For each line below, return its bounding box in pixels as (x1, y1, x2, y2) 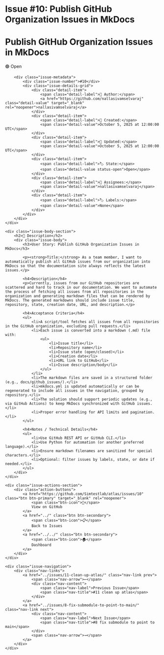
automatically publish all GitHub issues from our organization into (5, 259, 151, 264)
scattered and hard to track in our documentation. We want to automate (5, 285, 157, 290)
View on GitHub (31, 505, 63, 509)
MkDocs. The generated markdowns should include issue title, (5, 298, 135, 303)
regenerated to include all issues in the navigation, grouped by (5, 388, 144, 393)
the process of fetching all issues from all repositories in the (5, 289, 144, 295)
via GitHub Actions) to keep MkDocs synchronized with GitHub (5, 401, 135, 406)
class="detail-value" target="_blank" (5, 101, 84, 106)
